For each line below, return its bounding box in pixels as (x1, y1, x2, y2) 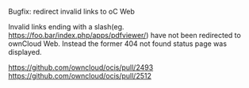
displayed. (8, 48, 42, 56)
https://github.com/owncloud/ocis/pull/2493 (8, 63, 154, 72)
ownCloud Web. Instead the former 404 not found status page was (8, 39, 228, 48)
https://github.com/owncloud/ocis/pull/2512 (8, 71, 152, 80)
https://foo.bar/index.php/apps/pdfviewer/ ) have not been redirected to (8, 31, 242, 40)
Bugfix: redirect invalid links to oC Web (8, 7, 135, 16)
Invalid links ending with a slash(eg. (8, 22, 125, 31)
